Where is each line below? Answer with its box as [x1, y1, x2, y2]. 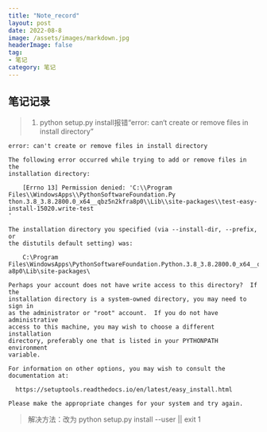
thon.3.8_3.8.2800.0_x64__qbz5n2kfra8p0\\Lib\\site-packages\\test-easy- [8, 197, 258, 205]
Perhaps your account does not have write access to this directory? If [8, 281, 258, 289]
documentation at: [8, 372, 69, 379]
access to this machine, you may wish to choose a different [8, 323, 215, 331]
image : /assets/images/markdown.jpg [8, 33, 130, 42]
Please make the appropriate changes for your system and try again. [8, 399, 244, 407]
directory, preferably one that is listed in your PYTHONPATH [8, 337, 219, 344]
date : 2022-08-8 [8, 26, 62, 34]
